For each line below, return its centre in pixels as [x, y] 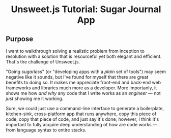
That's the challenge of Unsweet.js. [43, 62]
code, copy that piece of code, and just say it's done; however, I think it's [82, 119]
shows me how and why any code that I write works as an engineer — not [83, 93]
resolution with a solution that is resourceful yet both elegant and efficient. [84, 56]
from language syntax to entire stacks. [46, 130]
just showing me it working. [35, 98]
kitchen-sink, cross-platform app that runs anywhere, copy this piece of [81, 114]
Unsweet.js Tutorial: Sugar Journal [86, 9]
